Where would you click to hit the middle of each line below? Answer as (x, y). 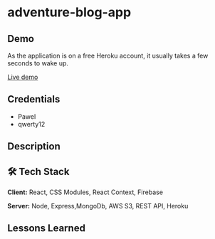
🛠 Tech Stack (38, 171)
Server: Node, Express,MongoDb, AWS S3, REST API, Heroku (98, 206)
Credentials (34, 99)
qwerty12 (31, 124)
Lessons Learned (46, 228)
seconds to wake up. (38, 63)
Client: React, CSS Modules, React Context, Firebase (85, 192)
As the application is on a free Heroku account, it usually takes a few (108, 55)
